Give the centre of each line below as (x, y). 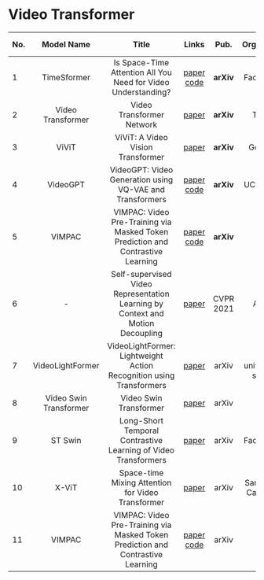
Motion (141, 323)
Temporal (141, 430)
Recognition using (141, 375)
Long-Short (141, 420)
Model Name (66, 44)
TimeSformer (66, 77)
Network (141, 124)
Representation (142, 294)
